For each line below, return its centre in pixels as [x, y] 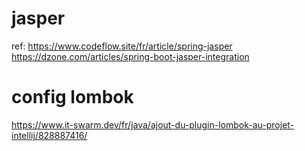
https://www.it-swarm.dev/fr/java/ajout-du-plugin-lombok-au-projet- [153, 124]
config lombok [72, 97]
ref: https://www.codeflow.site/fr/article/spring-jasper [122, 46]
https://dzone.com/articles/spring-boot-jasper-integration [130, 56]
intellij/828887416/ [49, 135]
